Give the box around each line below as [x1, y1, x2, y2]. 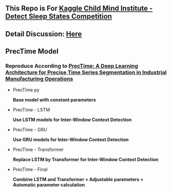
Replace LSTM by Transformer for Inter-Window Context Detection [12, 157, 159, 163]
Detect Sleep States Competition [5, 12, 112, 21]
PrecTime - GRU [12, 127, 47, 133]
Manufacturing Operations [5, 75, 73, 83]
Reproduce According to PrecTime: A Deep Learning [5, 63, 139, 70]
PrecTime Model [5, 47, 59, 56]
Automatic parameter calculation [12, 182, 85, 188]
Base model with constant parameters [12, 97, 96, 103]
